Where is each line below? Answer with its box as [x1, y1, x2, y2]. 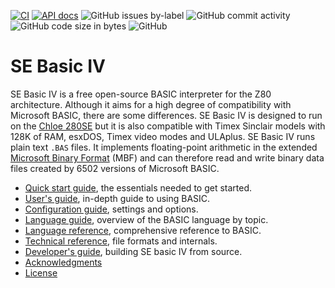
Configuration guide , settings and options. [24, 203, 199, 215]
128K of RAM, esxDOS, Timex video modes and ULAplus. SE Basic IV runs [10, 130, 316, 142]
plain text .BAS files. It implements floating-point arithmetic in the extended [10, 141, 318, 153]
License [24, 266, 58, 279]
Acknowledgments [24, 256, 103, 268]
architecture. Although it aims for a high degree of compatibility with [10, 98, 292, 110]
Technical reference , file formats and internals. [24, 235, 218, 247]
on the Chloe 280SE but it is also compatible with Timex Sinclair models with [10, 120, 326, 132]
